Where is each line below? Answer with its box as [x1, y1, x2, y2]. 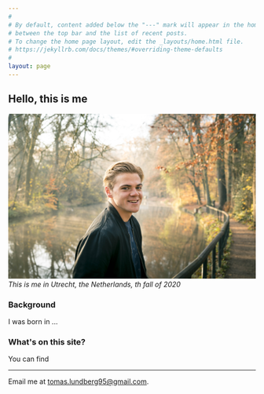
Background [8, 299, 57, 310]
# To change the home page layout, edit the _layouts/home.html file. [8, 38, 244, 46]
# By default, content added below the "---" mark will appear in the [8, 20, 244, 29]
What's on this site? [8, 337, 86, 348]
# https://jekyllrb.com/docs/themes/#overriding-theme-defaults [8, 46, 223, 54]
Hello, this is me [8, 93, 88, 106]
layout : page [8, 63, 51, 71]
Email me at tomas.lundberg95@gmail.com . [8, 377, 149, 386]
